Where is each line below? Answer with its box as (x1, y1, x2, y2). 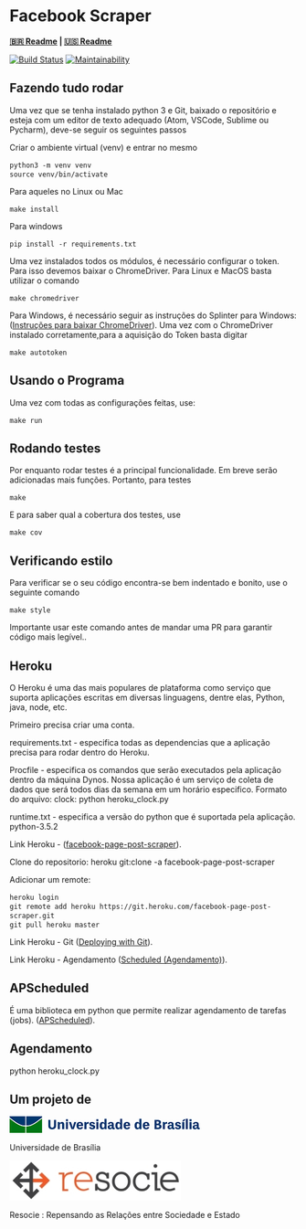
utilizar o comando (9, 275, 79, 286)
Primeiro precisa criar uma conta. (9, 719, 135, 730)
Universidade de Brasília (9, 1142, 101, 1153)
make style (9, 606, 51, 615)
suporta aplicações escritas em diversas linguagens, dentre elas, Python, (9, 692, 286, 703)
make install (9, 205, 59, 214)
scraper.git (9, 911, 55, 920)
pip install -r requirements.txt (9, 239, 137, 249)
